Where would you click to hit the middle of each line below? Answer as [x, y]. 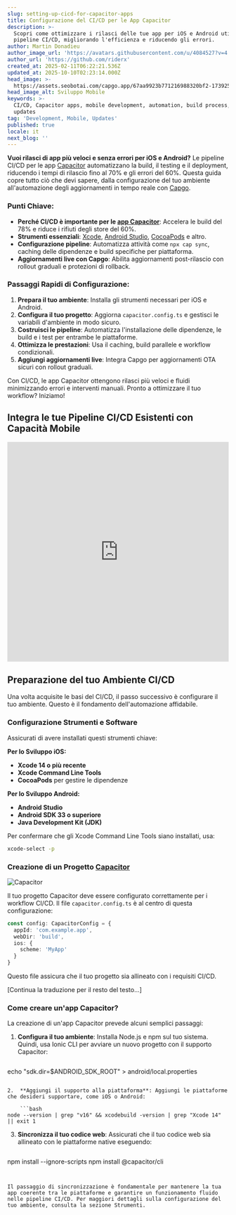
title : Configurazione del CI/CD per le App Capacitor [89, 20]
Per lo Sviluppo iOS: [37, 751]
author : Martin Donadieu [44, 46]
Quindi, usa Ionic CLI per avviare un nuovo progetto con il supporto [114, 1044]
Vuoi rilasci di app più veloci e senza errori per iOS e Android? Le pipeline [116, 158]
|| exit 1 [22, 1121]
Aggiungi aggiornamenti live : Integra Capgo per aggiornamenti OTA [117, 359]
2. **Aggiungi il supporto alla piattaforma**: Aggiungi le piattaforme [118, 1091]
